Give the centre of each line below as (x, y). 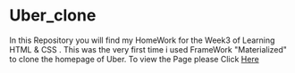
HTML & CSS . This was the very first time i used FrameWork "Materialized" (148, 49)
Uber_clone (53, 16)
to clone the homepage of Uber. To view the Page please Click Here (134, 59)
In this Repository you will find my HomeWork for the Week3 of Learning (142, 40)
